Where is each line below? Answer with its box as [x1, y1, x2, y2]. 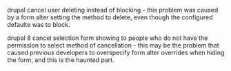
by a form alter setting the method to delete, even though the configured [7, 13, 213, 21]
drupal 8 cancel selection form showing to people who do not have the [7, 34, 208, 42]
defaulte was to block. [7, 21, 70, 28]
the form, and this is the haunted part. [7, 56, 115, 64]
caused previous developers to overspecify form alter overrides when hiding [7, 48, 225, 57]
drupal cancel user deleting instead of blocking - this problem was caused [7, 6, 219, 14]
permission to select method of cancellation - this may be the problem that [7, 41, 219, 49]
